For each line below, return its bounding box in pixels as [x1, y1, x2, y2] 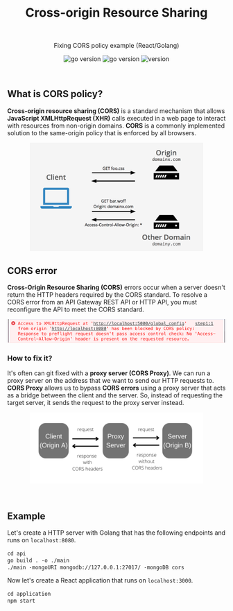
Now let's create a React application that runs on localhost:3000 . [7, 576, 193, 585]
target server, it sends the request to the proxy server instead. [7, 399, 184, 407]
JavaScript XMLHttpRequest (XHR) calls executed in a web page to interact [7, 114, 226, 122]
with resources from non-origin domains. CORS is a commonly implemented [7, 121, 225, 130]
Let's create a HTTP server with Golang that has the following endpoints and [7, 528, 226, 537]
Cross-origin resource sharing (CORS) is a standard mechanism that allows [7, 106, 225, 115]
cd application [7, 591, 51, 598]
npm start [7, 598, 36, 605]
